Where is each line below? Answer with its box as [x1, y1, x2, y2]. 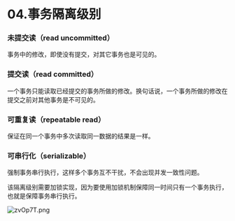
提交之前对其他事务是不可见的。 [7, 95, 99, 104]
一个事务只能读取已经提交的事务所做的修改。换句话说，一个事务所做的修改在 [7, 87, 228, 95]
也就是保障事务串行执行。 [7, 192, 81, 200]
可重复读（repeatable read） [7, 115, 106, 124]
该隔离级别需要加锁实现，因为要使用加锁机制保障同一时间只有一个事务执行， [7, 183, 228, 192]
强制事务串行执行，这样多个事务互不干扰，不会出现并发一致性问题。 [7, 169, 204, 177]
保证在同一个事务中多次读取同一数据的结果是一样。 [7, 132, 155, 141]
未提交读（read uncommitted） [7, 33, 115, 43]
